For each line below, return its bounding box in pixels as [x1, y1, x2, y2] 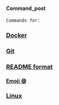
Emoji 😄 [6, 77, 27, 84]
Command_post [6, 5, 46, 12]
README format [6, 62, 53, 70]
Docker [6, 31, 27, 39]
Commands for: [6, 18, 41, 23]
